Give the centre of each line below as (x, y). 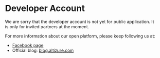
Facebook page (28, 45)
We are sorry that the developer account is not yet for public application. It (80, 22)
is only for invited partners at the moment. (47, 26)
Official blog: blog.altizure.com (43, 50)
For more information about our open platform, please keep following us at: (80, 36)
